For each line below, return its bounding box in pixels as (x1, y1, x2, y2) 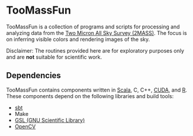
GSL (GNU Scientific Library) (14, 116, 85, 124)
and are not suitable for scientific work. (6, 53, 102, 60)
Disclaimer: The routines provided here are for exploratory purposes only (6, 47, 185, 54)
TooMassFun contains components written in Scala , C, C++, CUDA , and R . (6, 86, 188, 93)
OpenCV (14, 122, 36, 130)
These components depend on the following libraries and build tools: (6, 92, 174, 99)
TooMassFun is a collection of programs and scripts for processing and (6, 23, 180, 30)
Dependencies (6, 70, 61, 80)
